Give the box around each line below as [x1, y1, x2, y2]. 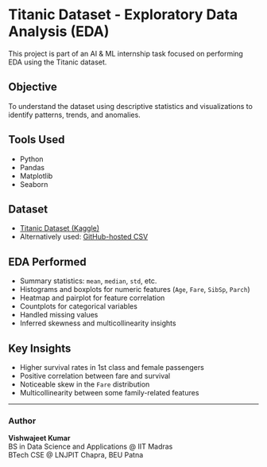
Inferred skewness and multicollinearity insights [19, 318, 176, 328]
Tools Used [8, 133, 65, 146]
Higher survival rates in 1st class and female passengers [19, 363, 204, 372]
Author [8, 415, 37, 426]
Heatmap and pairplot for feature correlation [19, 293, 165, 303]
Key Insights [8, 341, 72, 355]
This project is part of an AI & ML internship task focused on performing [8, 49, 244, 58]
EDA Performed [8, 255, 87, 268]
